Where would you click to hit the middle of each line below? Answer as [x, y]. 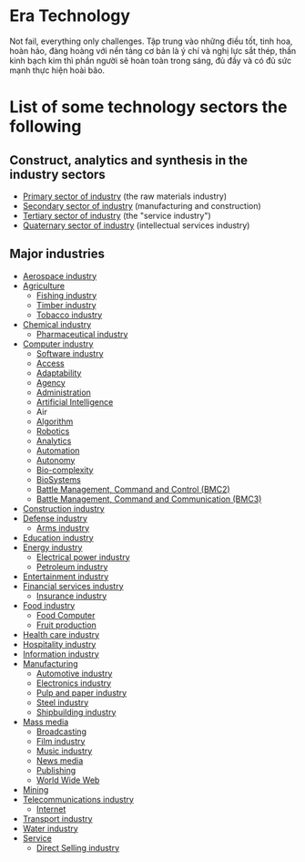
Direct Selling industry [78, 847]
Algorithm [55, 421]
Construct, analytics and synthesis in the [129, 160]
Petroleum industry [72, 566]
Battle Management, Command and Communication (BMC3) [149, 499]
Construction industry [63, 508]
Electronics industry [74, 683]
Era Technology [70, 16]
